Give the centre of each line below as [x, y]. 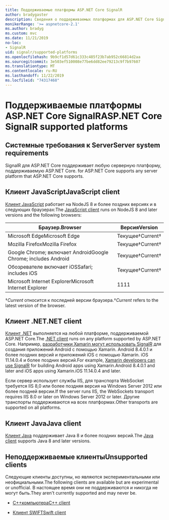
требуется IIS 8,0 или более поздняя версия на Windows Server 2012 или [83, 386]
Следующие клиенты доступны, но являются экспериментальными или [82, 477]
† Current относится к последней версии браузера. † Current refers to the [82, 300]
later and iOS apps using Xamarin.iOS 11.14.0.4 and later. [63, 371]
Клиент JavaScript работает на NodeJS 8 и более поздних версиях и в [81, 204]
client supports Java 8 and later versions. [48, 441]
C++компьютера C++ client [41, 503]
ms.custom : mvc [21, 33]
